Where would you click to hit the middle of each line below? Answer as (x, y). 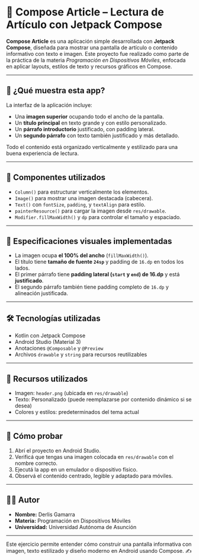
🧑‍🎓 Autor (23, 500)
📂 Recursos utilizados (47, 379)
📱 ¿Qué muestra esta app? (56, 91)
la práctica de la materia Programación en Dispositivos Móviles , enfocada (96, 60)
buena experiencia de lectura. (42, 153)
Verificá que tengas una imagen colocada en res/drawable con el (94, 457)
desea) (23, 406)
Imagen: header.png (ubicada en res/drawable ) (71, 393)
